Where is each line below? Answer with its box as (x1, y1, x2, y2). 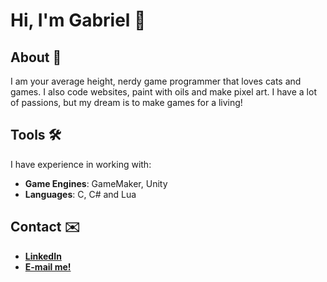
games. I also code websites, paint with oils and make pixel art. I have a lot (10, 86, 317, 98)
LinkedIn (24, 250, 62, 262)
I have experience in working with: (10, 158, 152, 170)
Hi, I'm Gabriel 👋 (10, 9, 147, 32)
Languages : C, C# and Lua (24, 188, 137, 200)
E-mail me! (24, 260, 72, 273)
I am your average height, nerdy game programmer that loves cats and (10, 75, 302, 87)
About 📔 (10, 49, 62, 66)
